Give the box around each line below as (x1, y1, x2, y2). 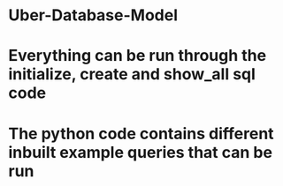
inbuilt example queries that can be (8, 142, 273, 162)
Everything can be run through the (8, 46, 267, 66)
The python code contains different (8, 123, 275, 144)
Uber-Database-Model (8, 5, 179, 26)
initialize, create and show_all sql (8, 64, 256, 85)
